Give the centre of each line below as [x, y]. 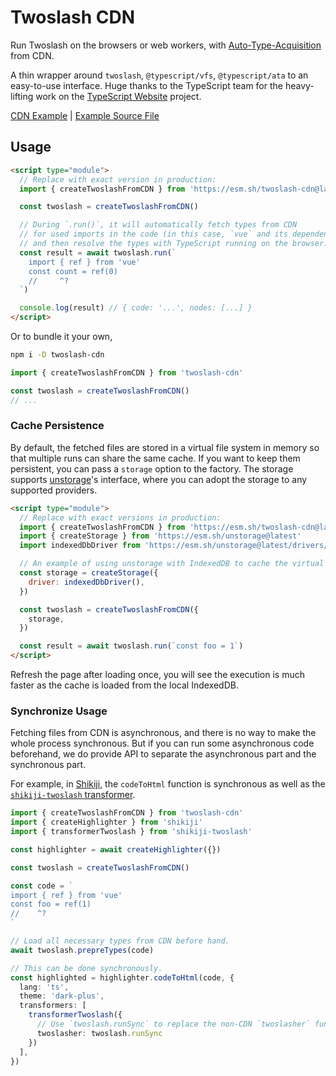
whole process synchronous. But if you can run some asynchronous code [162, 743]
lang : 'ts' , [44, 987]
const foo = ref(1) [51, 904]
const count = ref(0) [73, 271]
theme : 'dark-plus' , [62, 996]
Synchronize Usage [59, 711]
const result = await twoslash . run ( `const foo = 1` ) [131, 646]
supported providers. [54, 490]
